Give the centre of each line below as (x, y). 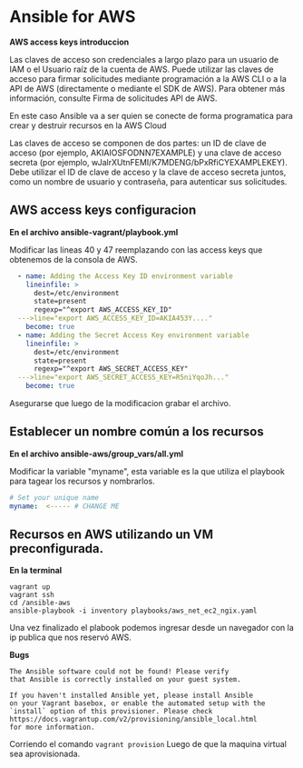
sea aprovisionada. (45, 754)
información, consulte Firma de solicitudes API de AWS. (113, 98)
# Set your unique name (54, 497)
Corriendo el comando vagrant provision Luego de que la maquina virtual (148, 744)
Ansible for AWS (73, 17)
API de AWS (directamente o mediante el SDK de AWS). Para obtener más (147, 88)
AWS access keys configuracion (103, 210)
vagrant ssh (32, 595)
